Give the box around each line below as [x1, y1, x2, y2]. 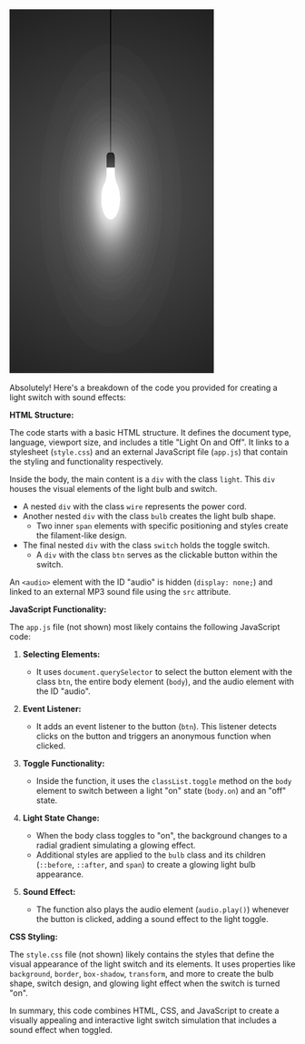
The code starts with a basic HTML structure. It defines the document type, [9, 427, 292, 437]
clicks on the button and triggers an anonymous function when [35, 731, 271, 741]
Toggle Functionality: [22, 758, 105, 768]
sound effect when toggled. [9, 1025, 113, 1035]
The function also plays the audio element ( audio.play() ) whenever [35, 904, 290, 915]
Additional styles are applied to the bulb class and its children [35, 849, 266, 860]
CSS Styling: [9, 931, 58, 942]
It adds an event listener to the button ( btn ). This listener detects [35, 721, 277, 731]
